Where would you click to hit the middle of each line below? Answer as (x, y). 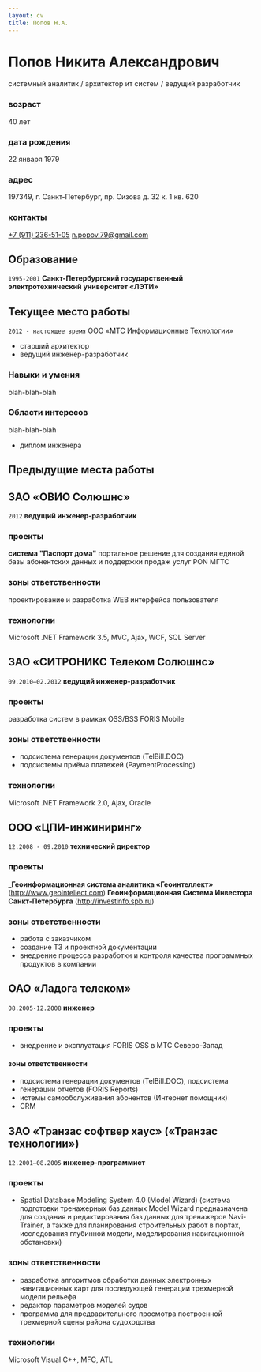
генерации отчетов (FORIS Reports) (79, 1089)
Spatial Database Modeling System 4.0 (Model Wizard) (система (125, 1200)
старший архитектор (54, 346)
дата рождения (39, 141)
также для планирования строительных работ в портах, (147, 1225)
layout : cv (26, 15)
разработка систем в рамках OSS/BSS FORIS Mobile (96, 719)
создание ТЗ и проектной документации (88, 947)
